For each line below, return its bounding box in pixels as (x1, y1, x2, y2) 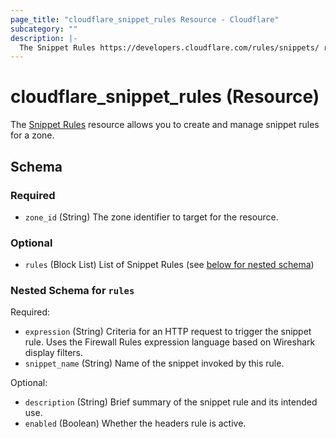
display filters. (24, 347, 84, 359)
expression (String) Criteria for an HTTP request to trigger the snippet (24, 326, 312, 338)
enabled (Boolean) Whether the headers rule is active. (24, 417, 247, 430)
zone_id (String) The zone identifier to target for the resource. (24, 211, 279, 223)
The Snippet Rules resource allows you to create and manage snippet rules (10, 119, 320, 131)
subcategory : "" (10, 24, 78, 34)
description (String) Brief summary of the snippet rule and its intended (24, 396, 318, 408)
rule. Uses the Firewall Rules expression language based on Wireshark (24, 336, 316, 348)
